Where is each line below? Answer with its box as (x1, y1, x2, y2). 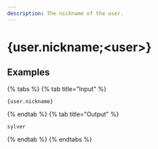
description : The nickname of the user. (7, 10, 124, 17)
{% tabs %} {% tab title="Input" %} (7, 85, 107, 93)
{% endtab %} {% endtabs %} (7, 135, 92, 144)
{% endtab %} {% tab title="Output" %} (7, 110, 120, 118)
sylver (7, 123, 26, 130)
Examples (7, 66, 50, 79)
